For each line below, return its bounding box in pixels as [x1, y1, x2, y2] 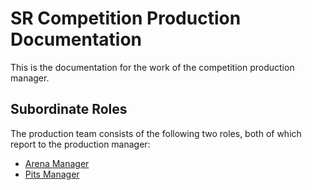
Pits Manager [24, 168, 80, 180]
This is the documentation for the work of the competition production [10, 61, 295, 73]
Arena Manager [24, 157, 90, 169]
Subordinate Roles [10, 101, 128, 118]
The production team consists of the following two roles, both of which [10, 127, 302, 139]
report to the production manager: [10, 138, 151, 150]
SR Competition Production [10, 7, 242, 30]
